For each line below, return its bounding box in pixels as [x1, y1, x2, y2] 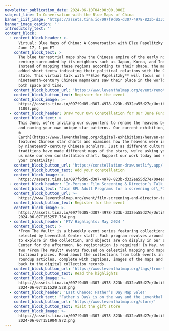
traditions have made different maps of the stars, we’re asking [18, 149, 158, 154]
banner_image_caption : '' [5, 21, 59, 27]
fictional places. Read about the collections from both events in [18, 252, 163, 257]
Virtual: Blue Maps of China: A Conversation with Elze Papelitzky [18, 40, 163, 46]
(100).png [18, 106, 39, 111]
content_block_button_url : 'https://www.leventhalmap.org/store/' [14, 299, 156, 304]
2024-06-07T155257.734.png [18, 215, 75, 220]
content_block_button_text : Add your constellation [14, 168, 125, 173]
